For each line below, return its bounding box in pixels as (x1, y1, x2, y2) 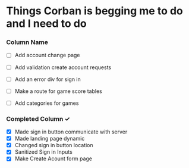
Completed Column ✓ (6, 114, 70, 123)
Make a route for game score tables (14, 88, 102, 95)
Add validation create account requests (14, 64, 112, 71)
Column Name (6, 38, 49, 46)
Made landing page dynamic (14, 135, 85, 142)
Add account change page (14, 52, 80, 59)
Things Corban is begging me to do (6, 4, 183, 18)
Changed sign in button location (14, 142, 93, 149)
